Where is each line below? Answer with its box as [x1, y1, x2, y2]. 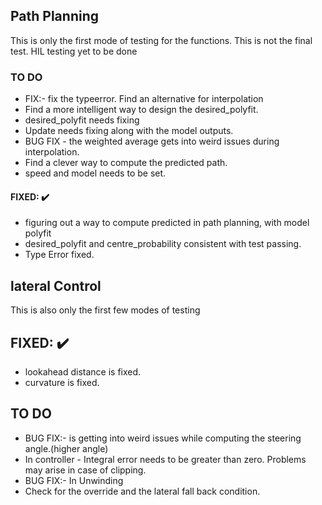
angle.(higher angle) [24, 442, 109, 454]
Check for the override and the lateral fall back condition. [24, 485, 261, 497]
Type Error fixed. [24, 249, 95, 261]
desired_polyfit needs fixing [24, 114, 140, 126]
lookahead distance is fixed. [24, 365, 142, 378]
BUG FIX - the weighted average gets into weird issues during [24, 135, 280, 148]
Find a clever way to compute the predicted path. [24, 157, 228, 169]
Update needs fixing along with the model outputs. [24, 125, 234, 137]
